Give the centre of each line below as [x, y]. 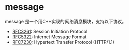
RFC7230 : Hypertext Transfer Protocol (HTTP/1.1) [63, 42]
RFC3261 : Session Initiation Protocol [50, 31]
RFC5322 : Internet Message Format [49, 37]
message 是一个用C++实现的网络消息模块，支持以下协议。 [66, 21]
